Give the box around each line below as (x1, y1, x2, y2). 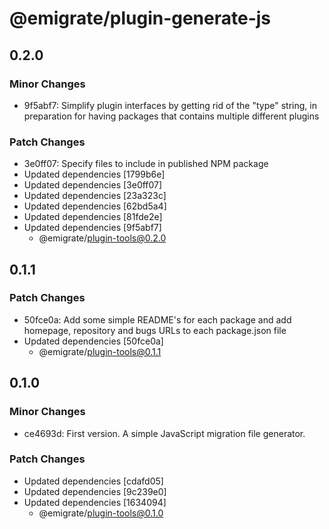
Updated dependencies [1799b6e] (23, 168, 166, 181)
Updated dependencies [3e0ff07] (23, 179, 163, 191)
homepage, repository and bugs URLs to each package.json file (23, 324, 287, 336)
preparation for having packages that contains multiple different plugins (23, 110, 320, 122)
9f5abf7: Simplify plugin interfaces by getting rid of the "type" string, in (23, 99, 317, 111)
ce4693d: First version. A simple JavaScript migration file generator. (23, 427, 306, 439)
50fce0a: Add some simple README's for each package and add (23, 313, 292, 326)
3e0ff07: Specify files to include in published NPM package (23, 158, 269, 170)
